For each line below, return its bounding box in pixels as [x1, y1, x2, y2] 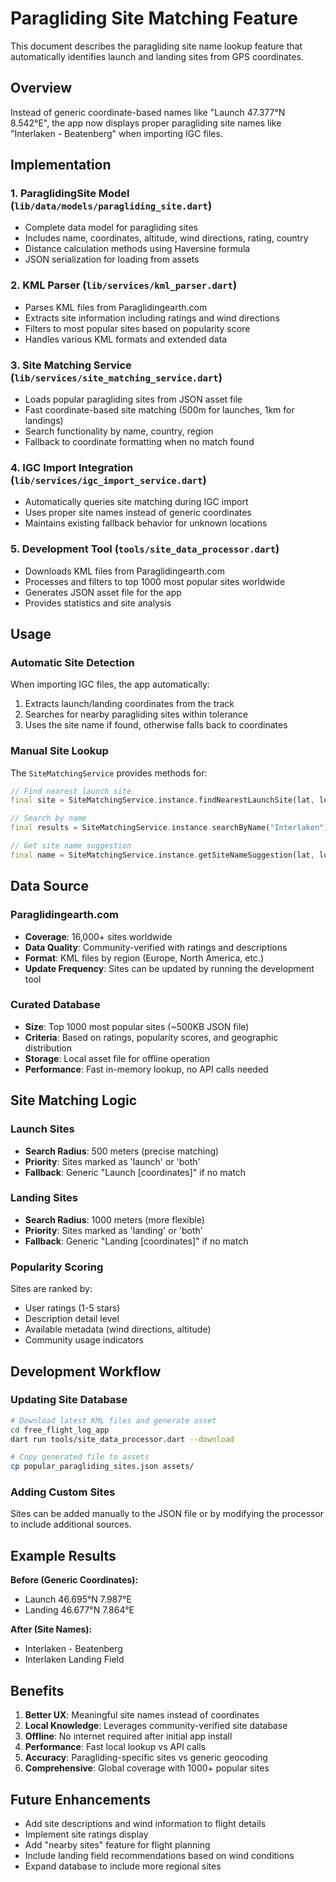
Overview [10, 80, 73, 97]
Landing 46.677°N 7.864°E [24, 1604, 135, 1616]
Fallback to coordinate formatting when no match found [24, 436, 255, 448]
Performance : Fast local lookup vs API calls [24, 1741, 207, 1753]
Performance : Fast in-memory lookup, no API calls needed [24, 1063, 269, 1075]
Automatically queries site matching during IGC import [24, 496, 249, 508]
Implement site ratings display [24, 1828, 149, 1840]
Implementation [10, 157, 112, 174]
